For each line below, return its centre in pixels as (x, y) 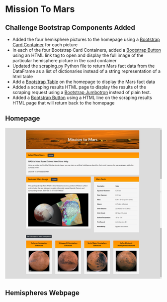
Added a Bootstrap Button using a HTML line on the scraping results (82, 98)
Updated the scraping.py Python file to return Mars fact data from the (83, 66)
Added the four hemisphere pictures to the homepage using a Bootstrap (86, 39)
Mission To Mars (40, 9)
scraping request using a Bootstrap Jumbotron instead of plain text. (82, 92)
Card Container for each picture (45, 45)
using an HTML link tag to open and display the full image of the (78, 55)
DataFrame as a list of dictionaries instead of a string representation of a (86, 71)
